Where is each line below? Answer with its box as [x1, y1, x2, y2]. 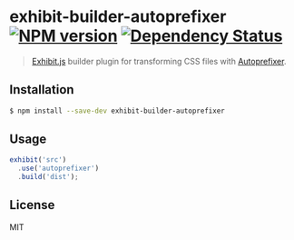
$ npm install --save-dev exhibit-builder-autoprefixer [9, 106, 225, 115]
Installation [9, 82, 74, 97]
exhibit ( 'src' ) [9, 155, 67, 165]
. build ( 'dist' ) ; [17, 173, 79, 182]
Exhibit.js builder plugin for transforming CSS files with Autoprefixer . [31, 55, 287, 66]
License [9, 197, 55, 213]
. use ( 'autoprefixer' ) [17, 164, 100, 174]
